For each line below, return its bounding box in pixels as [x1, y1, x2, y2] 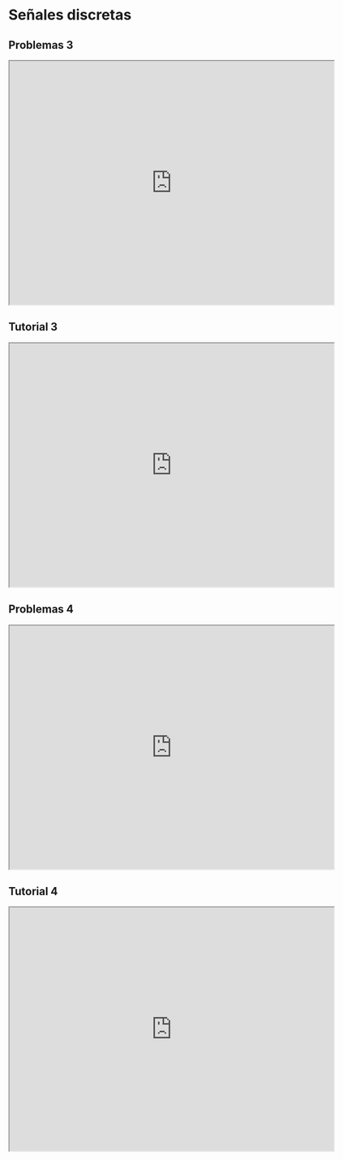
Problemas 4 [8, 603, 75, 617]
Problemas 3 [8, 38, 74, 52]
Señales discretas [8, 6, 132, 24]
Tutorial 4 [8, 885, 58, 898]
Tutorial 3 [8, 320, 58, 334]
